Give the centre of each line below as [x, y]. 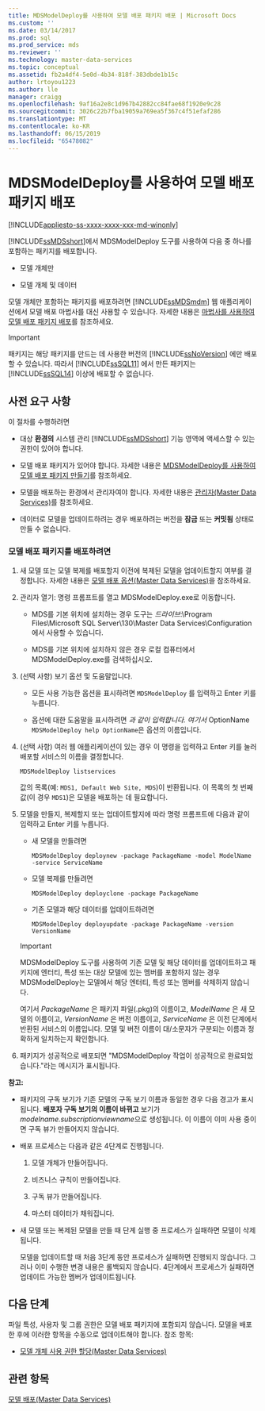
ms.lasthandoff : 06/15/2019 [55, 133]
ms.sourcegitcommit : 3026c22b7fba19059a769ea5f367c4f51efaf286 [115, 112]
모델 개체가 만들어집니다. [70, 1163]
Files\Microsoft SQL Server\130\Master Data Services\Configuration [142, 623]
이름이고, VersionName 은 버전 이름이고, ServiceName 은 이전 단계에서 [146, 1019]
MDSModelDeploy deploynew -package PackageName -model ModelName [141, 855]
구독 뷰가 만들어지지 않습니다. [74, 1128]
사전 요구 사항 [40, 401]
